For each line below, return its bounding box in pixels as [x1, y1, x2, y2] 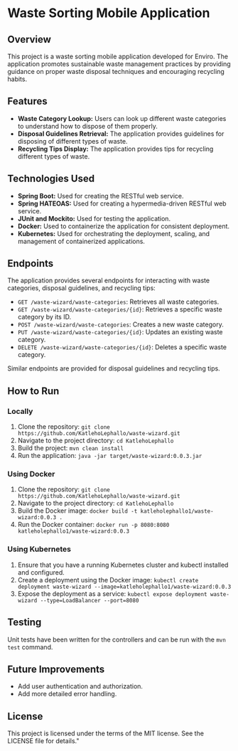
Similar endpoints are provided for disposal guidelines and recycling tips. [7, 364, 220, 373]
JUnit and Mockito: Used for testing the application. [17, 214, 171, 223]
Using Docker [7, 469, 55, 479]
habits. [7, 75, 27, 83]
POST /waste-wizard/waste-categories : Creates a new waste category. [17, 320, 224, 329]
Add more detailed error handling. [17, 690, 117, 698]
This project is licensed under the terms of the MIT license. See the [7, 729, 205, 737]
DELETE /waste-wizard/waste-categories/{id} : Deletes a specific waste [17, 343, 227, 351]
